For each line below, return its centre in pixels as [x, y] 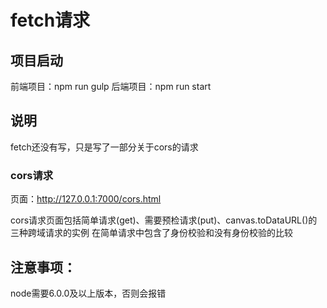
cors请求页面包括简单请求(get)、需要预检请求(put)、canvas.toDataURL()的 [164, 220]
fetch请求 [50, 20]
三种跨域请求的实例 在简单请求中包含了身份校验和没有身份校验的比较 [151, 233]
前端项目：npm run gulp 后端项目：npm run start [111, 86]
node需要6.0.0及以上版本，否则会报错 [88, 293]
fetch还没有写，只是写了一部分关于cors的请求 [104, 147]
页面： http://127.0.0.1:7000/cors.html [86, 199]
